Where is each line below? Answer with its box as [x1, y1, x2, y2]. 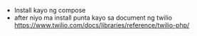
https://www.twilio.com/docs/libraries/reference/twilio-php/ [14, 21, 190, 29]
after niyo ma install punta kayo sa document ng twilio [14, 13, 173, 22]
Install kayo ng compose [14, 6, 86, 14]
